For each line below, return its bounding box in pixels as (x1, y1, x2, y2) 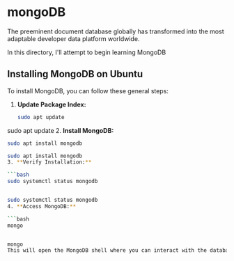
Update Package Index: (17, 100, 86, 109)
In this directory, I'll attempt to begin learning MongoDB (7, 48, 166, 56)
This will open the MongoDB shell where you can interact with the (7, 247, 208, 254)
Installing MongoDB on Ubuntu (7, 68, 143, 80)
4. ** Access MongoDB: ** (7, 203, 77, 209)
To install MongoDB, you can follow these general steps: (7, 86, 169, 95)
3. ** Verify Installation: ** (7, 159, 92, 166)
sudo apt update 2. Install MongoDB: (7, 126, 114, 134)
